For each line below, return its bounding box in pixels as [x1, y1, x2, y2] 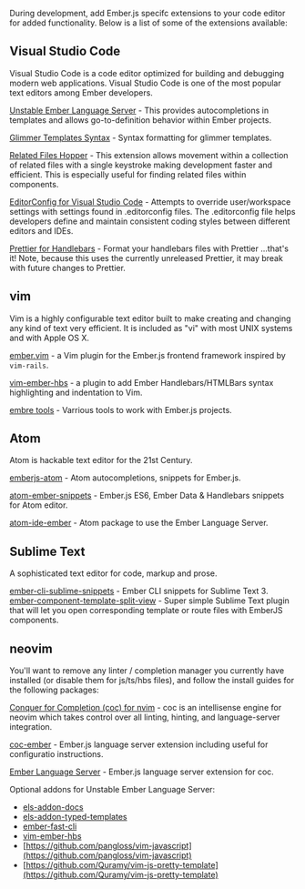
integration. [9, 722, 53, 732]
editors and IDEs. [9, 225, 74, 236]
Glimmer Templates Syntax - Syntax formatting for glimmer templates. [9, 132, 272, 143]
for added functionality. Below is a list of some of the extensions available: [9, 17, 289, 28]
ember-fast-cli [22, 821, 77, 832]
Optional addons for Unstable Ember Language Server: [9, 784, 216, 795]
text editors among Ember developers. [9, 86, 153, 98]
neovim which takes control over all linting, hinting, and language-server [9, 712, 280, 722]
